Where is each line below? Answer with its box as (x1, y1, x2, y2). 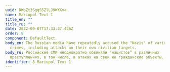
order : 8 (5, 31, 24, 36)
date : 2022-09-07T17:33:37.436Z (5, 26, 73, 31)
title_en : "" (5, 17, 33, 22)
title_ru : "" (5, 21, 33, 27)
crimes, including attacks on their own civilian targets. (10, 45, 137, 50)
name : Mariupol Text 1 (5, 12, 53, 17)
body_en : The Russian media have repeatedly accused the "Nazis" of (5, 41, 153, 46)
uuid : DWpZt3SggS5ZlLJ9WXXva (5, 7, 67, 13)
